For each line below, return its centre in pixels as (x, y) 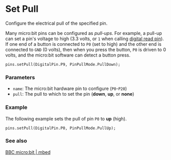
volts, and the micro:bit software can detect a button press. (68, 55)
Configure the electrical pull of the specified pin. (56, 23)
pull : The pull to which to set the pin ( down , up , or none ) (73, 94)
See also (16, 141)
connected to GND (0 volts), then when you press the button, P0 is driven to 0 (86, 49)
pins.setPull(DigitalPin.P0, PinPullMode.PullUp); (61, 128)
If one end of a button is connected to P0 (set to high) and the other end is (83, 44)
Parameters (20, 77)
